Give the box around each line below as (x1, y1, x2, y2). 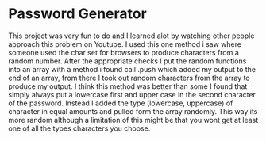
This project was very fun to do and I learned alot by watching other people (8, 31, 255, 40)
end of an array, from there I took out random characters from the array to (8, 73, 250, 82)
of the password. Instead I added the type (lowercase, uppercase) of (8, 98, 233, 108)
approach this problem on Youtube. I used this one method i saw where (8, 39, 242, 48)
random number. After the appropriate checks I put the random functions (8, 56, 247, 66)
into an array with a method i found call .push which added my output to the (8, 64, 256, 74)
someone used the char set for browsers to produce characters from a (8, 48, 240, 57)
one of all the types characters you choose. (8, 124, 151, 133)
